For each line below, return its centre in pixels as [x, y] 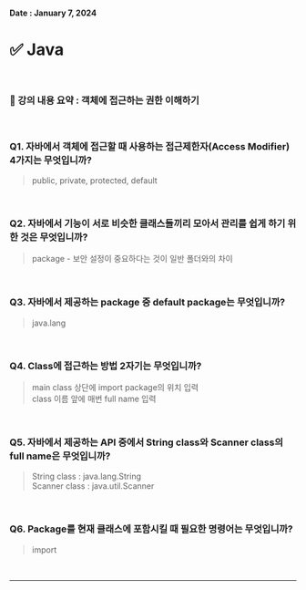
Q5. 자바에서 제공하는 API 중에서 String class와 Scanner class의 [147, 442]
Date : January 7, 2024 [53, 13]
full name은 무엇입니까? [60, 456]
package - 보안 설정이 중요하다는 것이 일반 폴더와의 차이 [133, 259]
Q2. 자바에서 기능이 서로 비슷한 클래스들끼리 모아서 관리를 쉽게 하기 [148, 223]
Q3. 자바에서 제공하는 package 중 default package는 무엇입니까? [147, 303]
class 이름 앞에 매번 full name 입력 [94, 399]
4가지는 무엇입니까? [51, 160]
